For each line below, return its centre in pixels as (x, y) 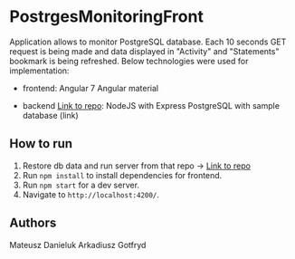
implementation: (39, 71)
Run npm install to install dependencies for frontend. (122, 175)
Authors (33, 223)
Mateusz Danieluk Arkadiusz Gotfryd (78, 245)
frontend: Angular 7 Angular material (90, 88)
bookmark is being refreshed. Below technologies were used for (129, 61)
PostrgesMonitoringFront (106, 17)
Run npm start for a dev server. (81, 185)
